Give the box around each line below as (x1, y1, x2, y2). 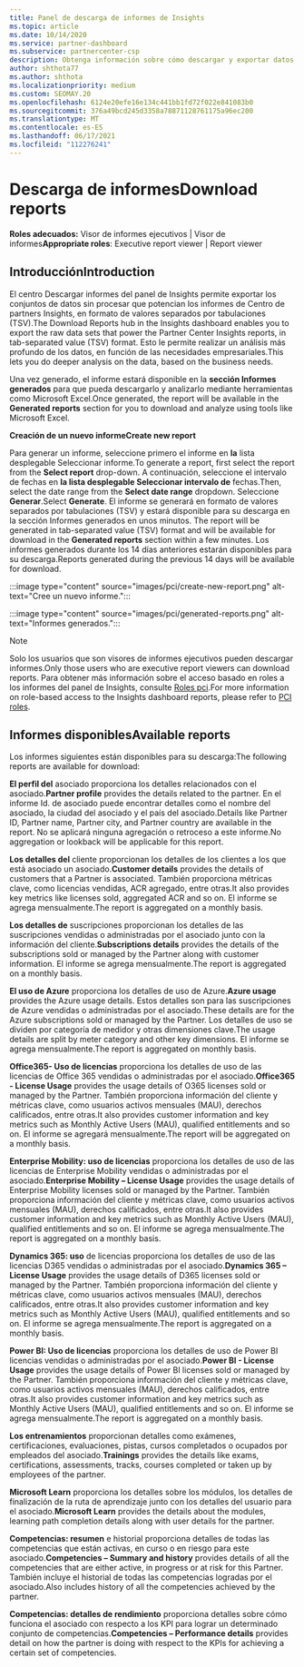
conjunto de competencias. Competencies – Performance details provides (9, 1628, 289, 1639)
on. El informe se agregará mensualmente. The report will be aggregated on (9, 1129, 290, 1139)
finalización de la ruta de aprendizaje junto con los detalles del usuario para (9, 1496, 292, 1507)
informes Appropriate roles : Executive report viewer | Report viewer (9, 238, 263, 249)
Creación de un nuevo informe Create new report (9, 429, 197, 440)
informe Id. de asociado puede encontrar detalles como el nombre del (9, 798, 270, 809)
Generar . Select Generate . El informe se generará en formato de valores (9, 496, 279, 507)
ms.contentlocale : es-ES (9, 123, 103, 133)
